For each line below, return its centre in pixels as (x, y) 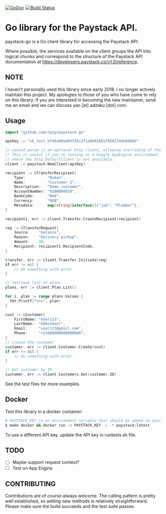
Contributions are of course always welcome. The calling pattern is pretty (80, 496)
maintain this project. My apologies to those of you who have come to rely (81, 94)
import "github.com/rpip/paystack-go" (45, 132)
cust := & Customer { (25, 315)
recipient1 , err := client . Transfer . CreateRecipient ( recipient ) (73, 219)
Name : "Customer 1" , (45, 182)
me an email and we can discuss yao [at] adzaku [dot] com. (66, 105)
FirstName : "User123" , (38, 319)
